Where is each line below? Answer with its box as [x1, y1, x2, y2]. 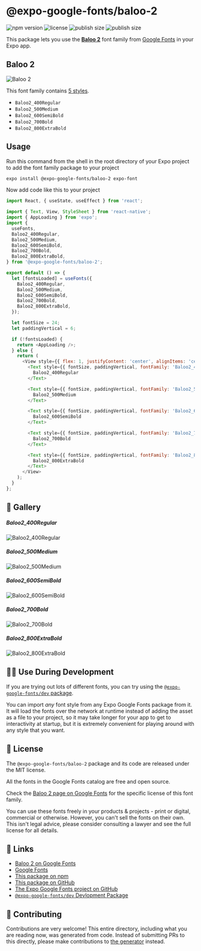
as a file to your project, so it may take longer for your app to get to [6, 713, 172, 721]
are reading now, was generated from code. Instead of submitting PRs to [6, 932, 185, 939]
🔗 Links [6, 844, 34, 854]
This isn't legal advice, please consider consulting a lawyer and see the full [6, 820, 191, 827]
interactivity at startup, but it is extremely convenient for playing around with [6, 720, 194, 727]
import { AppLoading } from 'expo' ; [6, 214, 98, 220]
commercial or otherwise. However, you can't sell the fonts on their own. [6, 814, 185, 821]
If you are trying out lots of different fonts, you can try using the [6, 683, 163, 690]
